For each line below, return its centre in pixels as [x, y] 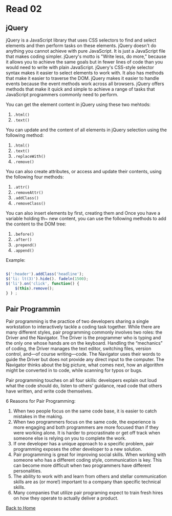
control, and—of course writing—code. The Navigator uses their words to [83, 354]
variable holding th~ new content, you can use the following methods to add [86, 219]
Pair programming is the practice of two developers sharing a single [77, 321]
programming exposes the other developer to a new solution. [78, 449]
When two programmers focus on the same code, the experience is [84, 422]
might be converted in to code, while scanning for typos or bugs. [74, 370]
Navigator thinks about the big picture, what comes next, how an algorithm [84, 365]
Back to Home [21, 508]
